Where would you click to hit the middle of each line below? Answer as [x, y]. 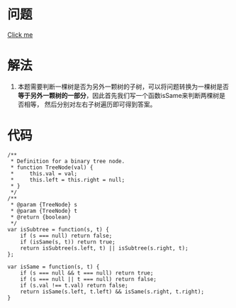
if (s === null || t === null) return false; [89, 279]
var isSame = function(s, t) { [54, 267]
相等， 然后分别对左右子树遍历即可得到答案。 [90, 104]
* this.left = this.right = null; [68, 180]
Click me [20, 34]
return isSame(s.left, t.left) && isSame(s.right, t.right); [112, 292]
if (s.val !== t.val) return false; [74, 285]
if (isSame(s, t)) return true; [68, 242]
